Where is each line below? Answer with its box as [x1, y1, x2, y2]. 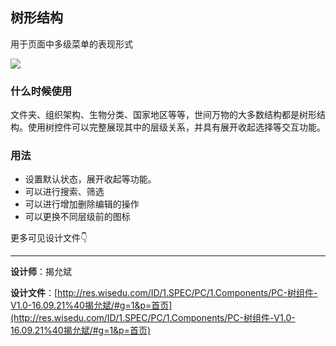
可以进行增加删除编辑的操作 [24, 198, 140, 210]
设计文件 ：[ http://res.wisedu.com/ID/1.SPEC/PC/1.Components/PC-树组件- [10, 287, 318, 299]
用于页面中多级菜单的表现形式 [10, 38, 133, 50]
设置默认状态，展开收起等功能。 [24, 173, 157, 185]
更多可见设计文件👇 [10, 232, 88, 244]
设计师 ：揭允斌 [10, 266, 72, 278]
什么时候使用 [10, 84, 73, 98]
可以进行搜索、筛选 [24, 186, 105, 198]
